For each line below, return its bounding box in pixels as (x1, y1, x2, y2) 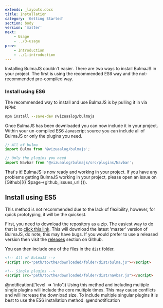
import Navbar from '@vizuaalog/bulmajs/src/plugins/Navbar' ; (5, 160, 134, 165)
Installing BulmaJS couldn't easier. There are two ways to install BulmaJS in (5, 66, 157, 72)
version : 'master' (5, 25, 42, 30)
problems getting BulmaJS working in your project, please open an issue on (5, 174, 157, 180)
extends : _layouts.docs (5, 7, 54, 12)
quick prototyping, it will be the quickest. (5, 211, 87, 217)
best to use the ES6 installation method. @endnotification (5, 297, 120, 303)
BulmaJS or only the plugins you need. (5, 133, 83, 139)
